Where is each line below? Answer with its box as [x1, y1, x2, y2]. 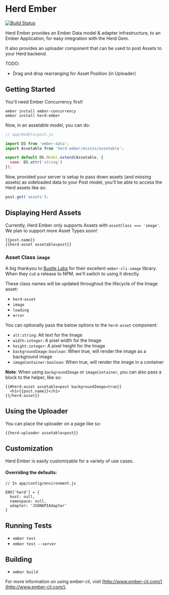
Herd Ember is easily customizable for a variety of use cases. [5, 458, 134, 464]
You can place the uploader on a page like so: [5, 420, 101, 427]
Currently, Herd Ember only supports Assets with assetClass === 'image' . [5, 222, 161, 228]
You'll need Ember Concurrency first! [5, 98, 83, 105]
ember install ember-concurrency [5, 108, 76, 114]
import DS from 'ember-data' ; [5, 141, 70, 146]
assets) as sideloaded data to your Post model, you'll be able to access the [5, 179, 162, 185]
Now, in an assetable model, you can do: [5, 122, 91, 128]
